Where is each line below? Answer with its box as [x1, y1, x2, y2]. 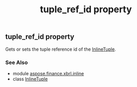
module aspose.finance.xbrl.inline [12, 70, 84, 76]
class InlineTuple [12, 76, 48, 82]
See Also [5, 59, 28, 66]
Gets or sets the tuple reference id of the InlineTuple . [5, 46, 116, 52]
